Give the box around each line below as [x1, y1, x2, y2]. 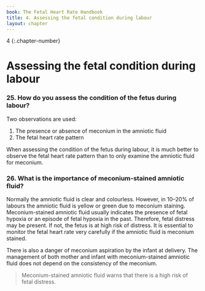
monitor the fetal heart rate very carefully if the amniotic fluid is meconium [6, 228, 195, 236]
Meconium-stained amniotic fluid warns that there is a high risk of [21, 271, 188, 279]
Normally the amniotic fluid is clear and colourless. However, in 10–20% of [6, 196, 195, 203]
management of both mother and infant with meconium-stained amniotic [6, 253, 190, 261]
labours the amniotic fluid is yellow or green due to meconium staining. [6, 202, 185, 209]
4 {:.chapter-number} [6, 37, 61, 45]
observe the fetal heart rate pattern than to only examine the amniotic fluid [6, 152, 195, 160]
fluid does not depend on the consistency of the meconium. [6, 260, 158, 267]
